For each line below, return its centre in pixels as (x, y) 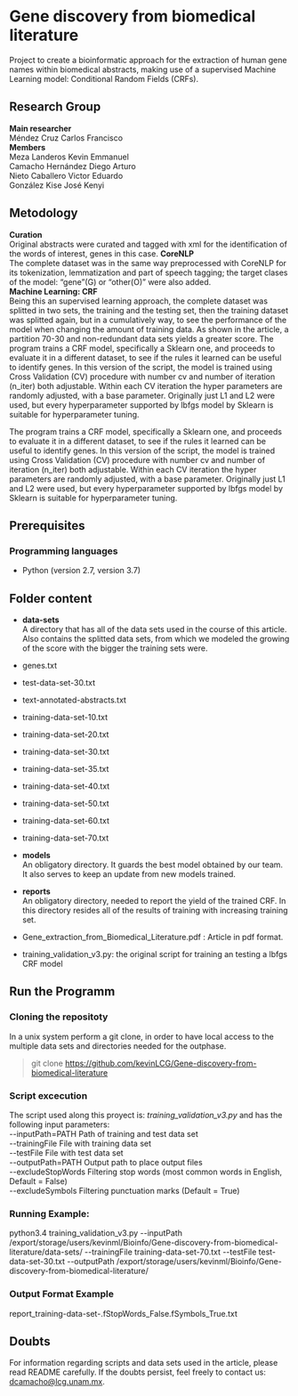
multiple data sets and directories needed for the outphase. (118, 1046)
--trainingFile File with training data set (81, 1144)
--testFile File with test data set (66, 1153)
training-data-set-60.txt (65, 821)
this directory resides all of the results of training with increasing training (155, 911)
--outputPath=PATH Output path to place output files (106, 1163)
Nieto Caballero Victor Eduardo (66, 175)
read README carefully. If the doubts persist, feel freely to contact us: (138, 1372)
